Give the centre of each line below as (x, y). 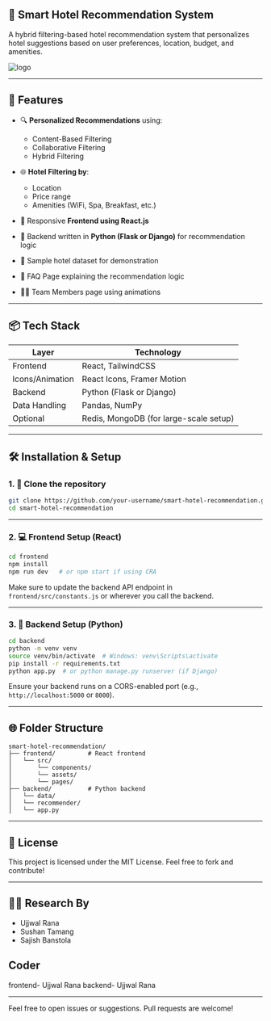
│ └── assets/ (43, 775)
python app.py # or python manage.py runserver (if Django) (113, 671)
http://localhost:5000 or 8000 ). (61, 695)
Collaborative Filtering (69, 147)
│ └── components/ (50, 768)
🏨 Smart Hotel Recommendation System (111, 15)
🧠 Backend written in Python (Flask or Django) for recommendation (133, 236)
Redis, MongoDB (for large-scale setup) (158, 418)
